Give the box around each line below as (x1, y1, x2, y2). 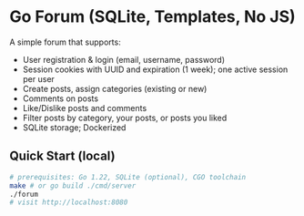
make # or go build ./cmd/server (9, 180, 137, 190)
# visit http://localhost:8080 (9, 198, 128, 207)
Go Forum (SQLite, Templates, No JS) (9, 6, 296, 27)
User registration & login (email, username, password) (22, 54, 226, 65)
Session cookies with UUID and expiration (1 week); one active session (22, 64, 289, 75)
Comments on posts (22, 93, 98, 104)
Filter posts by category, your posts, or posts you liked (22, 112, 228, 123)
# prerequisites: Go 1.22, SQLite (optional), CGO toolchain (9, 172, 247, 181)
